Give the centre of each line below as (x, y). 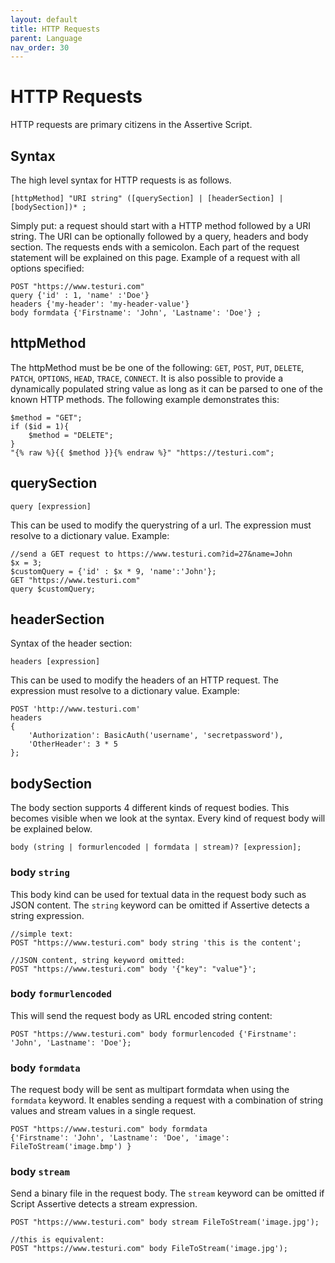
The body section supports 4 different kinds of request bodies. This (150, 808)
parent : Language (46, 38)
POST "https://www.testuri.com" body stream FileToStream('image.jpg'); (165, 1222)
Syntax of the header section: (71, 643)
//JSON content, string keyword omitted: (98, 960)
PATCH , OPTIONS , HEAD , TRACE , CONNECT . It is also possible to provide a (147, 378)
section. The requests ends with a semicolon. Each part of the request (155, 247)
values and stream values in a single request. (103, 1111)
